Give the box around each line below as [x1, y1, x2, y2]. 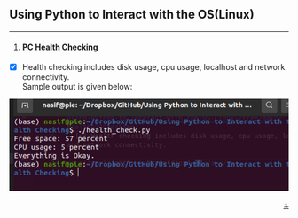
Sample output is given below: [21, 82, 133, 92]
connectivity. [21, 72, 70, 82]
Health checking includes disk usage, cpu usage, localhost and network [21, 62, 286, 73]
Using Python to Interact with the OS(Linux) [9, 7, 255, 22]
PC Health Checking [21, 42, 98, 52]
